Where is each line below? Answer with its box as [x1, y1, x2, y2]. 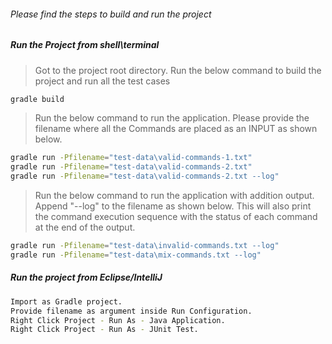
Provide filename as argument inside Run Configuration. [10, 306, 253, 316]
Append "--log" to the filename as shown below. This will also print [34, 200, 312, 212]
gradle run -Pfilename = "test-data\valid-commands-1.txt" [10, 153, 253, 163]
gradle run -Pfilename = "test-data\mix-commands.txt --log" [10, 250, 262, 260]
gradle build [10, 94, 65, 104]
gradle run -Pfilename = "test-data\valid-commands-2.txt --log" [10, 171, 280, 182]
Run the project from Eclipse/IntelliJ [10, 271, 163, 284]
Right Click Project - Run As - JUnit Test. [10, 325, 199, 335]
